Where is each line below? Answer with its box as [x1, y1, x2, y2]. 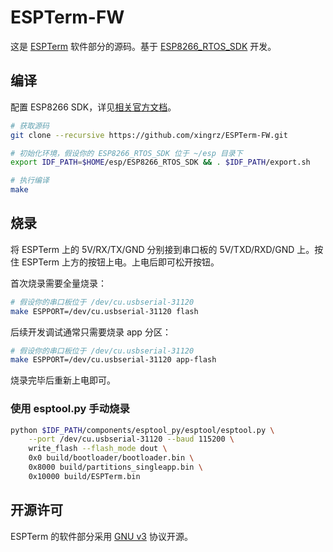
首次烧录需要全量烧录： [10, 277, 107, 289]
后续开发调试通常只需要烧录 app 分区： [10, 326, 172, 338]
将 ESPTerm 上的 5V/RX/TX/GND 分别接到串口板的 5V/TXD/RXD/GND [10, 243, 295, 255]
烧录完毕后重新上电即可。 [10, 374, 116, 386]
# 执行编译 [10, 176, 50, 186]
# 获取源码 [10, 121, 50, 131]
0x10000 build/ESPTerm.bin [28, 471, 141, 481]
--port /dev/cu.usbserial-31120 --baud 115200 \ [28, 434, 235, 445]
